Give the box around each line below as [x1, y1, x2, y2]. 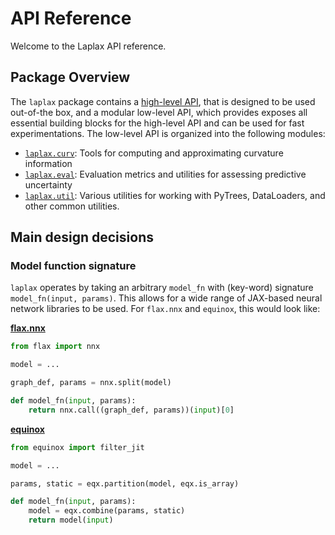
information [24, 157, 73, 169]
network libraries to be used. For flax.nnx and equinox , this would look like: [10, 303, 321, 315]
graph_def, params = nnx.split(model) [10, 378, 172, 388]
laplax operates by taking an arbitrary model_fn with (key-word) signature [10, 282, 314, 294]
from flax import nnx [10, 342, 101, 352]
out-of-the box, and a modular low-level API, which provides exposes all [10, 106, 308, 118]
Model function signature [10, 259, 137, 273]
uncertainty [24, 178, 73, 191]
